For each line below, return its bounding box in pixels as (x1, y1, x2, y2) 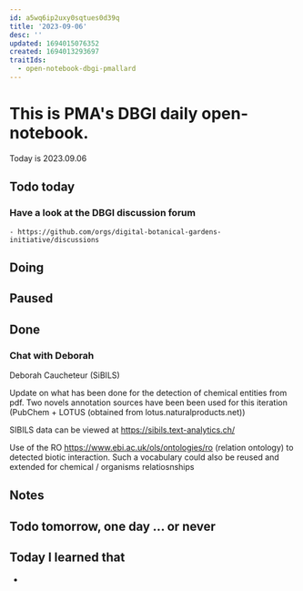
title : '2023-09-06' (9, 22, 88, 31)
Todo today (9, 179, 76, 195)
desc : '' (9, 30, 43, 39)
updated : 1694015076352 (9, 38, 100, 48)
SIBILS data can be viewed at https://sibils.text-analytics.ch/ (9, 424, 235, 435)
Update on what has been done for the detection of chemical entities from (9, 387, 288, 398)
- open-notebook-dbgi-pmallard (17, 65, 136, 74)
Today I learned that (9, 550, 126, 566)
